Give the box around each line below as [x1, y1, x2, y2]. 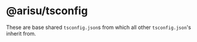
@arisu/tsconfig [6, 4, 88, 18]
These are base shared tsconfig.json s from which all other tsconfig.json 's [6, 24, 191, 31]
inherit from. [6, 30, 37, 37]
